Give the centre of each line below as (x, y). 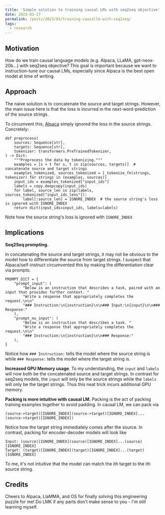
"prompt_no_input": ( (36, 318)
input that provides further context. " (47, 292)
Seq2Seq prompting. (27, 244)
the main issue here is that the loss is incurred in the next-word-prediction (81, 109)
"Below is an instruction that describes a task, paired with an (92, 288)
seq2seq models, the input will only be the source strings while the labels (81, 379)
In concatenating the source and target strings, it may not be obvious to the (82, 254)
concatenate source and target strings (46, 169)
